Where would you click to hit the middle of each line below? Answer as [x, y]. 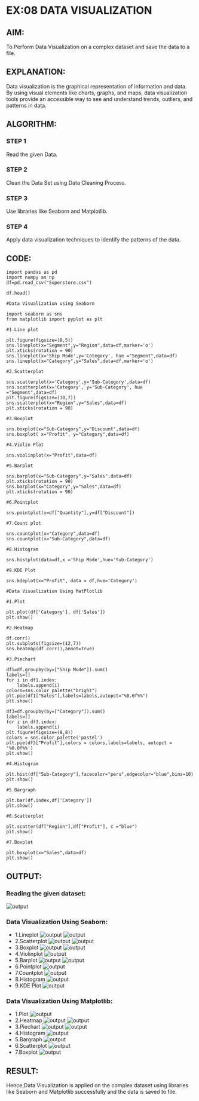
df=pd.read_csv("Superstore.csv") [49, 283]
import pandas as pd [32, 273]
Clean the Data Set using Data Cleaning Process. [66, 182]
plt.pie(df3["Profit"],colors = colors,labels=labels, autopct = [89, 743]
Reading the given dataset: [46, 893]
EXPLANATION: [36, 72]
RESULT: [22, 1071]
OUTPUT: [24, 876]
